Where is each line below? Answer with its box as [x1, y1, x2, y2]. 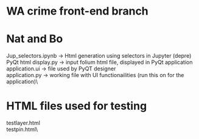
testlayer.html [6, 120, 41, 127]
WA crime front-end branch [6, 4, 149, 18]
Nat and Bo [6, 32, 63, 46]
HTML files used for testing [6, 99, 147, 113]
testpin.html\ [6, 126, 38, 133]
